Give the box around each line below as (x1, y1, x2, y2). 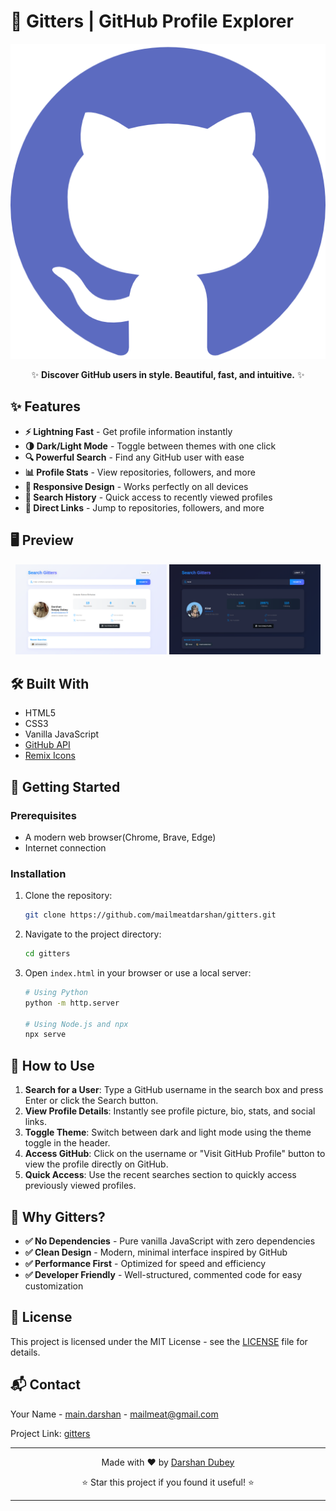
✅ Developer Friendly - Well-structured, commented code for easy (24, 1268, 303, 1280)
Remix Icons (24, 750, 76, 762)
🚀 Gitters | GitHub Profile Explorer (10, 10, 294, 33)
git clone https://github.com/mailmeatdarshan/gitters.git (24, 910, 277, 920)
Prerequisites (10, 808, 77, 822)
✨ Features (10, 398, 81, 415)
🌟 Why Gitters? (10, 1208, 106, 1225)
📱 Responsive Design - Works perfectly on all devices (24, 480, 249, 492)
